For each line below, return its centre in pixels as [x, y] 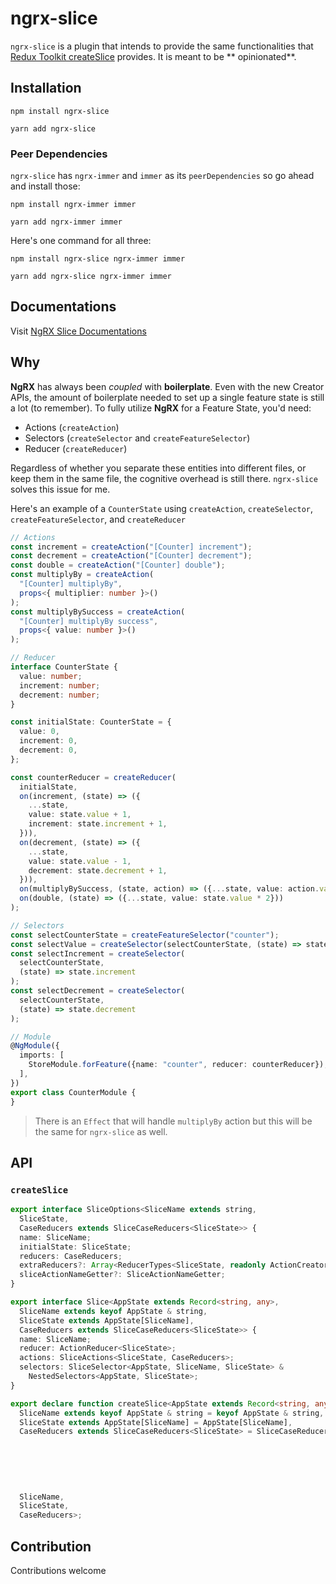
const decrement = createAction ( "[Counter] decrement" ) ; [131, 556]
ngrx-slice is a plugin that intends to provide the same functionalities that [162, 46]
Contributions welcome [58, 1571]
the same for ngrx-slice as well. [101, 1131]
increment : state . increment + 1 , [98, 824]
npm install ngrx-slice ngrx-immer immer [98, 259]
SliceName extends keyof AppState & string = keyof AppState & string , [172, 1413]
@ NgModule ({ [35, 1046]
